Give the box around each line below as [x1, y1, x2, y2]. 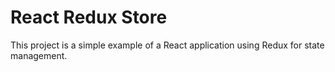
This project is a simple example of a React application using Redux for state [10, 39, 325, 51]
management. [10, 49, 68, 61]
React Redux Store [10, 6, 168, 29]
